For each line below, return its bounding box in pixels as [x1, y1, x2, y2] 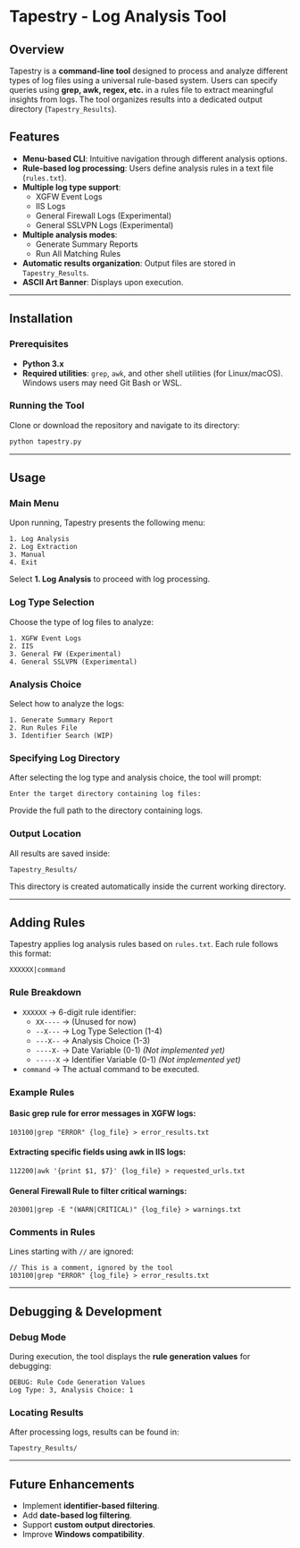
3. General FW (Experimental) [9, 649, 122, 658]
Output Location [9, 827, 82, 840]
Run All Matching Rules [35, 248, 121, 258]
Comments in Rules [9, 1226, 96, 1239]
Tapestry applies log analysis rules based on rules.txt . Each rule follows [9, 939, 279, 950]
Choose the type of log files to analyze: [9, 616, 154, 627]
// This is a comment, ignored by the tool [9, 1264, 174, 1273]
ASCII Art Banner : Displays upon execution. [21, 276, 184, 287]
